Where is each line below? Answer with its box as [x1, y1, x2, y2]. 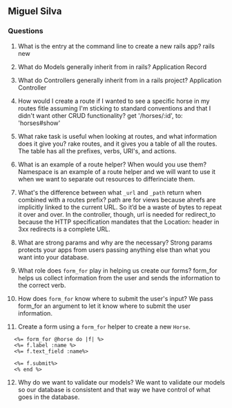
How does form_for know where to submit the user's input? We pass [17, 294, 213, 302]
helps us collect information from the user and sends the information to [17, 273, 220, 282]
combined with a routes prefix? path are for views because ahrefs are [17, 195, 216, 204]
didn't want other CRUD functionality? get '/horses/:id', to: [17, 111, 183, 119]
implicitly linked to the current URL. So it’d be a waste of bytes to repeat [17, 203, 222, 211]
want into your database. [17, 253, 89, 261]
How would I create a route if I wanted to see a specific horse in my [17, 97, 210, 105]
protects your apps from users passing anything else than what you [17, 245, 211, 254]
